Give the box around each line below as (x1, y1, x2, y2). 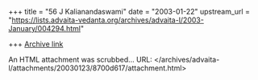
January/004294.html (8, 24, 81, 33)
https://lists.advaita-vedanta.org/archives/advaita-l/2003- (11, 15, 204, 25)
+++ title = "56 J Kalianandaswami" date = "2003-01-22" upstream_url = (8, 7, 250, 16)
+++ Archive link (8, 39, 64, 49)
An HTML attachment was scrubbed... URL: (8, 55, 153, 64)
